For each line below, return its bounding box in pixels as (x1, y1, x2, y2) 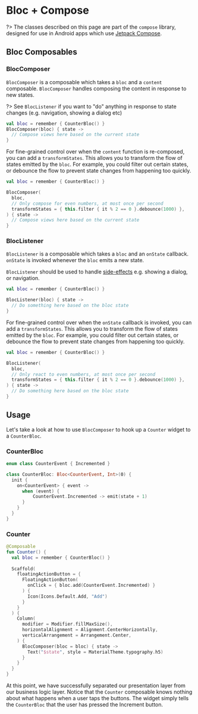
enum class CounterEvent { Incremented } (6, 461, 111, 467)
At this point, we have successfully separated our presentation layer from (6, 682, 186, 690)
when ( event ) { (21, 488, 60, 494)
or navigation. (6, 275, 40, 282)
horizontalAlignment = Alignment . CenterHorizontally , (21, 627, 159, 633)
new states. (6, 91, 34, 99)
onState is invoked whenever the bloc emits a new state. (6, 257, 144, 264)
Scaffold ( (11, 565, 36, 572)
